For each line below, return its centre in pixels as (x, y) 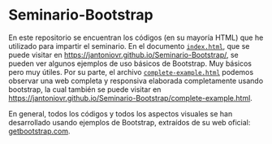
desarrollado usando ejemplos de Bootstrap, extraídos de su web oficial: (130, 122)
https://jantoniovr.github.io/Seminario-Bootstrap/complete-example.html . (131, 98)
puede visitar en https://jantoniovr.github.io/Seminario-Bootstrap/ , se (123, 55)
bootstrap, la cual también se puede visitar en (85, 89)
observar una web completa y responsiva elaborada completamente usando (136, 81)
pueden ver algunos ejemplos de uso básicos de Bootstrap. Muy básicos (130, 63)
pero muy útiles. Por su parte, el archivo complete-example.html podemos (131, 72)
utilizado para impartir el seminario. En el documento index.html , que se (129, 46)
